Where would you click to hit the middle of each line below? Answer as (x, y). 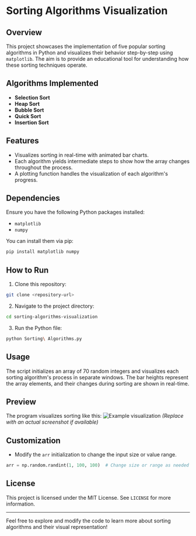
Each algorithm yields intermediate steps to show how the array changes (102, 161)
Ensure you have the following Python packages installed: (75, 212)
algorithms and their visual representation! (57, 527)
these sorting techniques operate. (47, 65)
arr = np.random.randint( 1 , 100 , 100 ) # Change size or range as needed (98, 465)
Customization (34, 440)
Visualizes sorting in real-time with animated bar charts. (81, 155)
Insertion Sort (32, 122)
